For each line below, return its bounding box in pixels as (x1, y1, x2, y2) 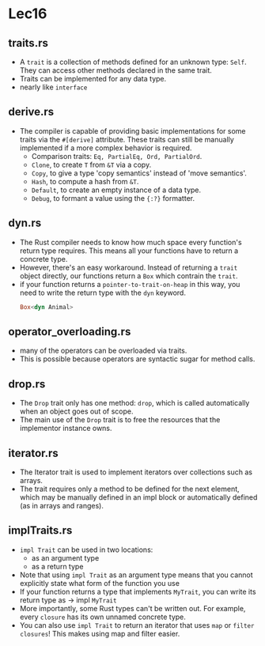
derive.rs (8, 105, 55, 119)
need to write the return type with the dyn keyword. (19, 288, 186, 297)
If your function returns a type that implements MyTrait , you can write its (19, 587, 256, 596)
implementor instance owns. (19, 424, 112, 433)
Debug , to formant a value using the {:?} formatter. (31, 193, 195, 202)
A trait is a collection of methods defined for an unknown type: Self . (19, 57, 247, 66)
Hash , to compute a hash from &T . (31, 176, 139, 186)
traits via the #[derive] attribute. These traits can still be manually (19, 134, 235, 144)
